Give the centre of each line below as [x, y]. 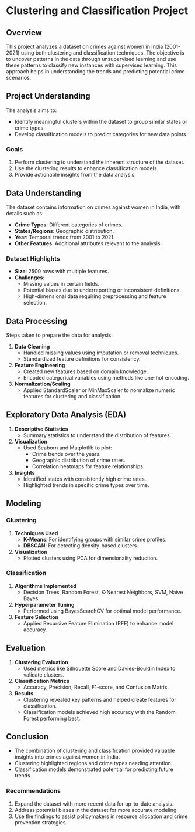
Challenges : [29, 278]
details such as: [25, 213]
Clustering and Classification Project [97, 11]
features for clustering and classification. [72, 397]
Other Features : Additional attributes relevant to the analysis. [88, 243]
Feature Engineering [40, 366]
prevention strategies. [41, 822]
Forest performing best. [52, 718]
